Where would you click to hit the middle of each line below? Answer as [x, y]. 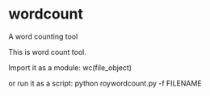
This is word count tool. [48, 52]
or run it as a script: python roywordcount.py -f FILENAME [105, 83]
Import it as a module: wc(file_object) [70, 67]
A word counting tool [43, 36]
